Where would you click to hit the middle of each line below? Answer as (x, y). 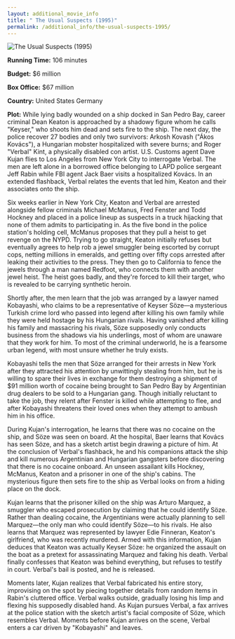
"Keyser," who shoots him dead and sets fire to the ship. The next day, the (114, 130)
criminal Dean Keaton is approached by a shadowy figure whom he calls (112, 122)
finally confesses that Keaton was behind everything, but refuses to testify (115, 562)
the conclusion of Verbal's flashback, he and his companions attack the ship (117, 452)
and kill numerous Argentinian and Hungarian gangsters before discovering (116, 459)
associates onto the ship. (43, 189)
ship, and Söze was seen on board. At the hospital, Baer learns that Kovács (116, 437)
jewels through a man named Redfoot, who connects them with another (110, 270)
